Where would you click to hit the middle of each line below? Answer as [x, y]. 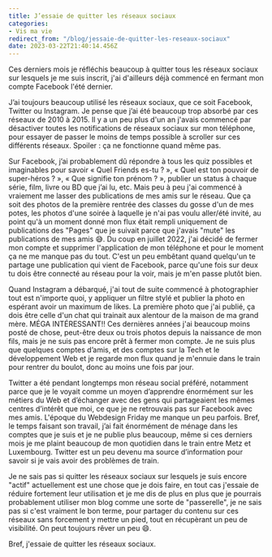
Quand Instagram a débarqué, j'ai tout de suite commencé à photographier [134, 289]
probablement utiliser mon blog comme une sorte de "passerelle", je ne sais [135, 503]
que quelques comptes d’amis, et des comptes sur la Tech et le [114, 350]
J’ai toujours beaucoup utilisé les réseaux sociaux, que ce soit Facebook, [131, 102]
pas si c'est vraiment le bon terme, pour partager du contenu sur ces [124, 511]
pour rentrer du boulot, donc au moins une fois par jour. [101, 368]
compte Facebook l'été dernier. [61, 87]
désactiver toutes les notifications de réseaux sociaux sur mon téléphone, [132, 128]
